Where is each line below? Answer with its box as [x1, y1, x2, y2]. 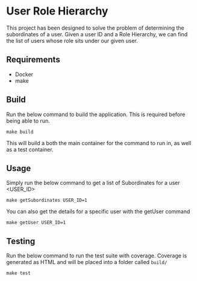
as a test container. [6, 146, 54, 153]
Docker [14, 71, 34, 78]
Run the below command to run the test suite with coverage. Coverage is [6, 252, 187, 259]
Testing [6, 236, 36, 246]
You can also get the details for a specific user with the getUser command [6, 208, 190, 215]
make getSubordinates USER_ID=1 [6, 198, 87, 204]
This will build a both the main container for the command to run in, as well [6, 139, 192, 146]
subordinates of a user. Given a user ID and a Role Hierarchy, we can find [6, 30, 188, 37]
